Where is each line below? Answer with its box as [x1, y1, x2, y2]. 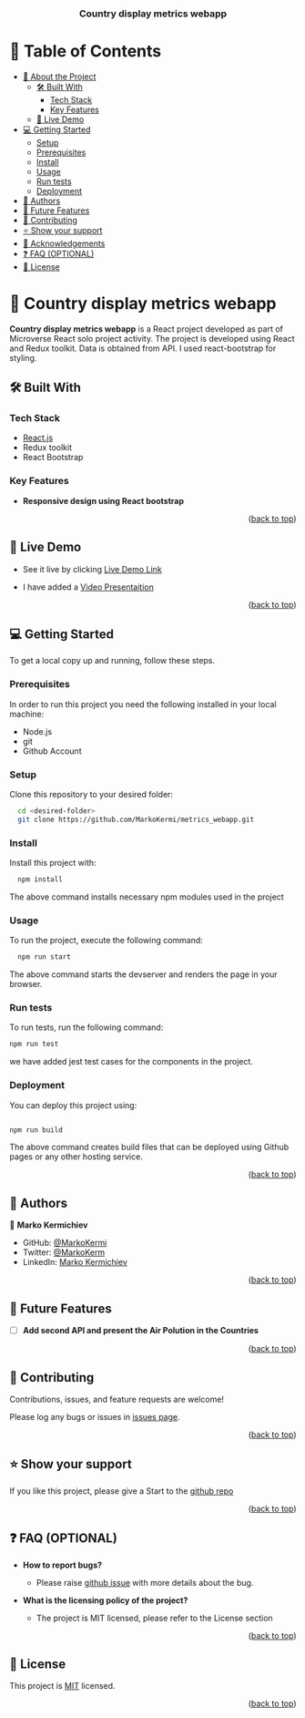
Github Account [22, 746, 82, 756]
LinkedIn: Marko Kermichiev [22, 1257, 127, 1268]
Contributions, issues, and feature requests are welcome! [9, 1394, 225, 1404]
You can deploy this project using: [9, 1099, 137, 1110]
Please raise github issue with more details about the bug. [36, 1577, 254, 1588]
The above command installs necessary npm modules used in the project [9, 891, 284, 902]
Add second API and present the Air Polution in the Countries [22, 1325, 259, 1336]
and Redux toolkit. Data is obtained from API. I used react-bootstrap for [9, 343, 277, 354]
